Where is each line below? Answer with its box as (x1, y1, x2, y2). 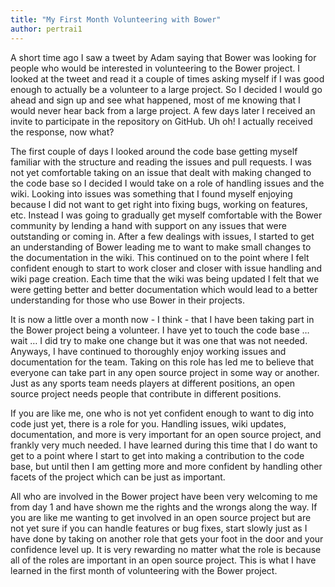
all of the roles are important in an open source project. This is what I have (10, 554, 317, 566)
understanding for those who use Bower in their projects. (10, 294, 245, 306)
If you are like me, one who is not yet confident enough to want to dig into (10, 407, 315, 419)
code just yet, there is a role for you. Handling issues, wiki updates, (10, 417, 287, 430)
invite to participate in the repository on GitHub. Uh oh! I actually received (10, 115, 313, 127)
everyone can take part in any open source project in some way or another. (10, 366, 320, 378)
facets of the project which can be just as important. (10, 471, 226, 483)
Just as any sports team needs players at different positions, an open (10, 377, 296, 389)
